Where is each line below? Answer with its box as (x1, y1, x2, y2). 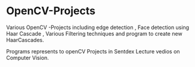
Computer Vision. (6, 54, 49, 61)
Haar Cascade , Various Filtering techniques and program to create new (6, 30, 183, 37)
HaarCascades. (6, 36, 45, 43)
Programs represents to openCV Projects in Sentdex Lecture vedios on (6, 47, 180, 55)
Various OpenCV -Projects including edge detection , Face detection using (6, 24, 190, 31)
